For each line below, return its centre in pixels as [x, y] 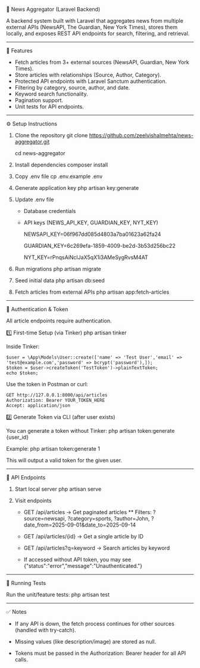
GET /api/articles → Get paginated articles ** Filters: [87, 512]
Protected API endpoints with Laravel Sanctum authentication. [91, 81]
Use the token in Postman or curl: [47, 384]
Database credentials [50, 211]
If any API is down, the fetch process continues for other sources [94, 624]
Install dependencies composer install [61, 165]
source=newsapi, [45, 518]
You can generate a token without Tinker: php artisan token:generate [90, 431]
